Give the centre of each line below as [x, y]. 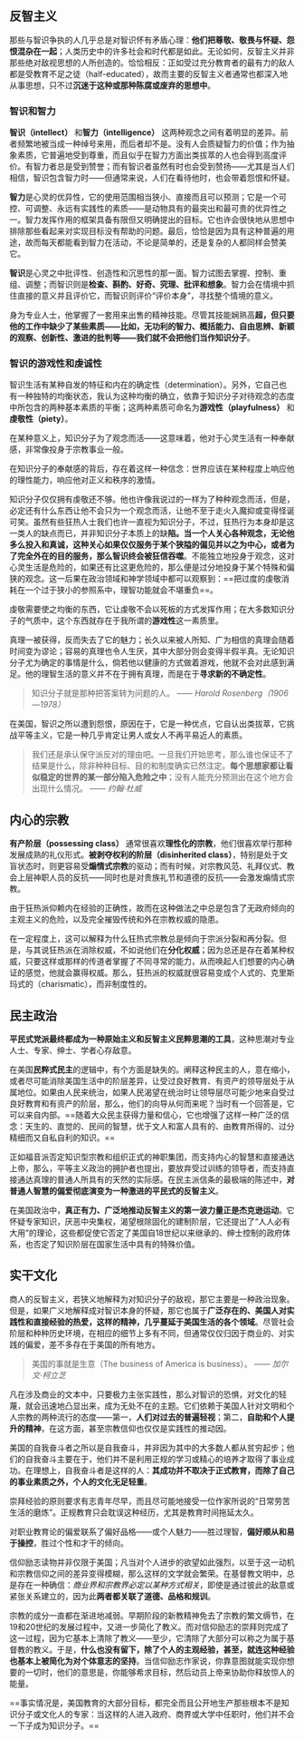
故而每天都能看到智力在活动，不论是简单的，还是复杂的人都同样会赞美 [156, 242]
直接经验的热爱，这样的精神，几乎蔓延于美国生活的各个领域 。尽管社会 [164, 1322]
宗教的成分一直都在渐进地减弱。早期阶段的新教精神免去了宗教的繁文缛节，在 [152, 1615]
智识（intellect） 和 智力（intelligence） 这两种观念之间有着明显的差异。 [145, 132]
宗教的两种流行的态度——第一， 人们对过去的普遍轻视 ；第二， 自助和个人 [152, 1417]
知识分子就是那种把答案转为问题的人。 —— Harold [126, 693]
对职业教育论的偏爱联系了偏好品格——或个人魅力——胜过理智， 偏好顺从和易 [152, 1531]
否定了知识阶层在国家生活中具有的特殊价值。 [116, 1245]
